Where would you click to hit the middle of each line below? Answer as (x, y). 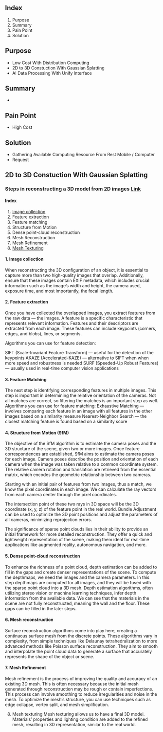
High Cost (22, 127)
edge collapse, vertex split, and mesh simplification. (57, 705)
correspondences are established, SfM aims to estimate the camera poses (80, 454)
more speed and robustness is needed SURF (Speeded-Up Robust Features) (82, 363)
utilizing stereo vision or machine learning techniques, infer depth (71, 593)
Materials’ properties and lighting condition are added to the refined (80, 719)
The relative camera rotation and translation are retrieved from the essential (81, 470)
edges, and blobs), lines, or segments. (43, 333)
